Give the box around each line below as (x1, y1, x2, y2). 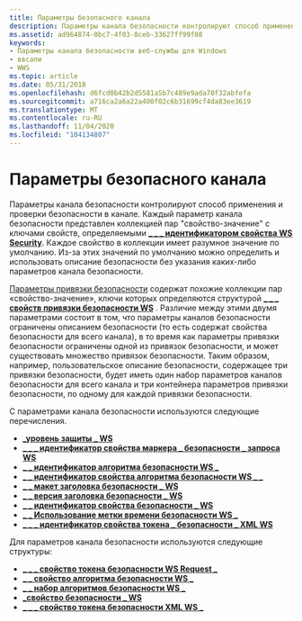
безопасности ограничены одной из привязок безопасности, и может (9, 340, 279, 351)
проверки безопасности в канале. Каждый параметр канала (9, 208, 243, 219)
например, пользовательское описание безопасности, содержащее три (9, 359, 289, 370)
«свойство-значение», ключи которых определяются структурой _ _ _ (9, 292, 280, 303)
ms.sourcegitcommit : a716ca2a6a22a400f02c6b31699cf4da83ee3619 (9, 96, 252, 106)
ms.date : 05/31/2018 (9, 80, 87, 89)
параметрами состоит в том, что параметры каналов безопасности (9, 311, 271, 322)
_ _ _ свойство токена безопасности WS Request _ (22, 563, 218, 574)
